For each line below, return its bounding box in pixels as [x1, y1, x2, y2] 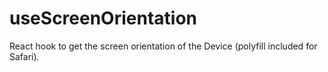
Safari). [9, 50, 40, 62]
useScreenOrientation [9, 7, 198, 30]
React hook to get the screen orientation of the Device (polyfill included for [9, 40, 318, 52]
